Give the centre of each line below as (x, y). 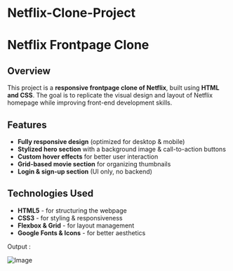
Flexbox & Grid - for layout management (76, 225)
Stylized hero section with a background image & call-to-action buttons (122, 149)
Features (27, 125)
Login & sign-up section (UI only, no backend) (85, 171)
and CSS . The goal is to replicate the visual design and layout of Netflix (110, 95)
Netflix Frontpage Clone (78, 45)
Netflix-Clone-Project (72, 13)
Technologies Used (50, 193)
